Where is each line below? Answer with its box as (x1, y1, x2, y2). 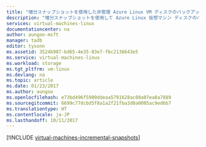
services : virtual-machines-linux (6, 20, 95, 26)
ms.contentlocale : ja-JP (6, 111, 70, 118)
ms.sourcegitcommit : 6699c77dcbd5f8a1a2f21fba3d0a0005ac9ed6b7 (6, 100, 172, 106)
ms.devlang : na (6, 72, 45, 78)
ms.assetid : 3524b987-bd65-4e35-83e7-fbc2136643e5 (6, 49, 139, 55)
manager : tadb (6, 37, 43, 43)
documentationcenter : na (6, 26, 70, 32)
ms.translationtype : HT (6, 105, 67, 112)
